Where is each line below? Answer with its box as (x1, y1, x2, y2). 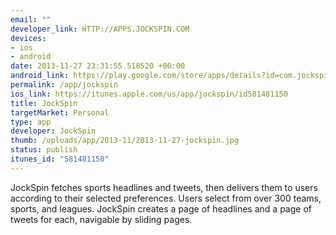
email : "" (10, 14, 52, 25)
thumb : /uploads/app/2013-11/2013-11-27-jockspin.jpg (10, 136, 240, 146)
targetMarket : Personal (10, 107, 110, 118)
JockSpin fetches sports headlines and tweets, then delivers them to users (10, 181, 318, 193)
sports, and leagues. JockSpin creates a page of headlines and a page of (10, 202, 312, 215)
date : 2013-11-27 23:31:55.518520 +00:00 (10, 61, 186, 71)
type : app (10, 117, 52, 127)
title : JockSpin (10, 98, 78, 108)
